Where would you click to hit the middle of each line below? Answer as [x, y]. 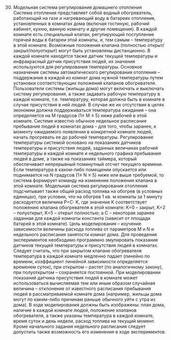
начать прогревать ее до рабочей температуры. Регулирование [83, 137]
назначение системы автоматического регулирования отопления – [87, 72]
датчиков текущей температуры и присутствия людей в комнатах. [86, 245]
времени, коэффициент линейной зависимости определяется [80, 261]
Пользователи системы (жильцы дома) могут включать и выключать [89, 88]
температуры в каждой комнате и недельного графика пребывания [87, 153]
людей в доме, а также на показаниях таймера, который [75, 159]
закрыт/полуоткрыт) [35, 51]
